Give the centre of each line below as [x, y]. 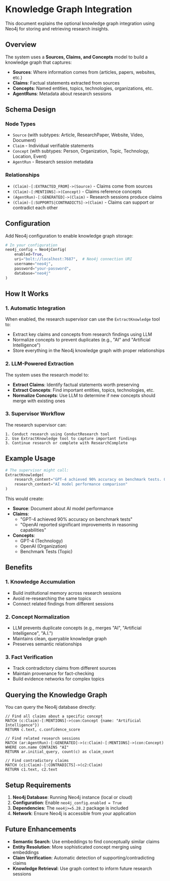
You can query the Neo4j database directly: [51, 707]
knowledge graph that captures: [39, 62]
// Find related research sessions [43, 739]
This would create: [25, 499]
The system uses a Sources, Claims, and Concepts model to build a [77, 57]
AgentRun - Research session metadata [53, 162]
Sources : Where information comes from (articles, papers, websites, [84, 72]
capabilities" [33, 530]
